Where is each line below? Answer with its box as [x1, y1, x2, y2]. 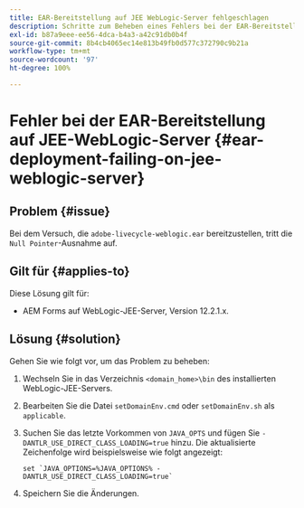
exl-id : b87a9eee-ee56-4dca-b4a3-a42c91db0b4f [9, 30, 188, 39]
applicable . [22, 409, 66, 420]
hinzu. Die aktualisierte [170, 437, 256, 447]
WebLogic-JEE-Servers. [22, 382, 113, 393]
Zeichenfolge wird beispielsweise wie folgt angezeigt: [22, 447, 223, 457]
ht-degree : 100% [9, 64, 71, 73]
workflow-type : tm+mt [9, 47, 91, 56]
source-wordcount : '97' [9, 55, 100, 64]
